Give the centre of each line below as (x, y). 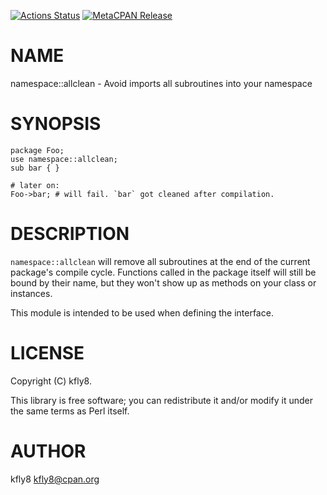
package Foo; (37, 150)
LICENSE (47, 353)
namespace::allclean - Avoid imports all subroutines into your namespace (161, 83)
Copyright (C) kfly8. (51, 381)
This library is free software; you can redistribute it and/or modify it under (162, 400)
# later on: (35, 185)
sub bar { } (35, 168)
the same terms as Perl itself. (70, 411)
